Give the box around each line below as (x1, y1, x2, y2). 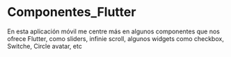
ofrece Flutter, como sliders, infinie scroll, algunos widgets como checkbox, (7, 34, 224, 42)
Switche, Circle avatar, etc (7, 42, 82, 50)
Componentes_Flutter (7, 4, 136, 20)
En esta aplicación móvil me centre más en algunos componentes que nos (7, 27, 221, 35)
